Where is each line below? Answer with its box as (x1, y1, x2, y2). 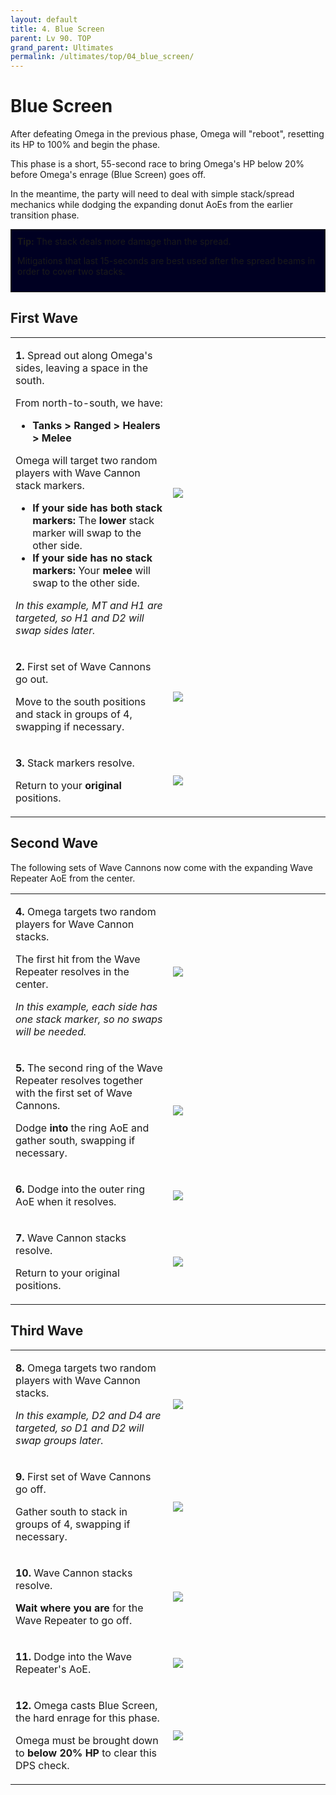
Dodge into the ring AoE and (15, 1121, 150, 1135)
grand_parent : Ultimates (10, 42, 114, 53)
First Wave (10, 310, 79, 327)
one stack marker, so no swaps (15, 1012, 163, 1026)
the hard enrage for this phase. (15, 1711, 160, 1725)
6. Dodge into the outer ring (15, 1182, 146, 1196)
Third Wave (10, 1322, 84, 1340)
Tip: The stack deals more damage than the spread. (17, 236, 232, 248)
